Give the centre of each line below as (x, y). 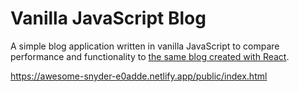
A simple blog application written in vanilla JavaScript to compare (145, 46)
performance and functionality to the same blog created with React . (150, 56)
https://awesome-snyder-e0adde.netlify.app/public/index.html (139, 76)
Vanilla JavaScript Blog (108, 18)
